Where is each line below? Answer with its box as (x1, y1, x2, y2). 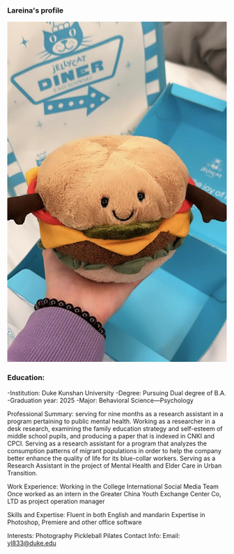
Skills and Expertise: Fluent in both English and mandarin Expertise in (7, 510, 205, 519)
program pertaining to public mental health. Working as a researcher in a (7, 417, 216, 425)
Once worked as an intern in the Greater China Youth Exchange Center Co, (7, 489, 221, 498)
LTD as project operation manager (7, 497, 106, 505)
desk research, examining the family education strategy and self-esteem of (7, 424, 223, 433)
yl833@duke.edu (7, 539, 57, 547)
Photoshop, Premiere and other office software (7, 518, 142, 526)
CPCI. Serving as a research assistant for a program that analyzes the (7, 439, 208, 448)
